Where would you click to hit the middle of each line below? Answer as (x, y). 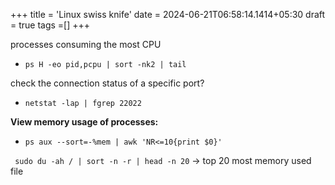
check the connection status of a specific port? (107, 83)
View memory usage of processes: (84, 122)
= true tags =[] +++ (50, 25)
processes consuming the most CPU (86, 44)
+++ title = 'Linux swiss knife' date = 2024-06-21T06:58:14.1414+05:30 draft (168, 14)
